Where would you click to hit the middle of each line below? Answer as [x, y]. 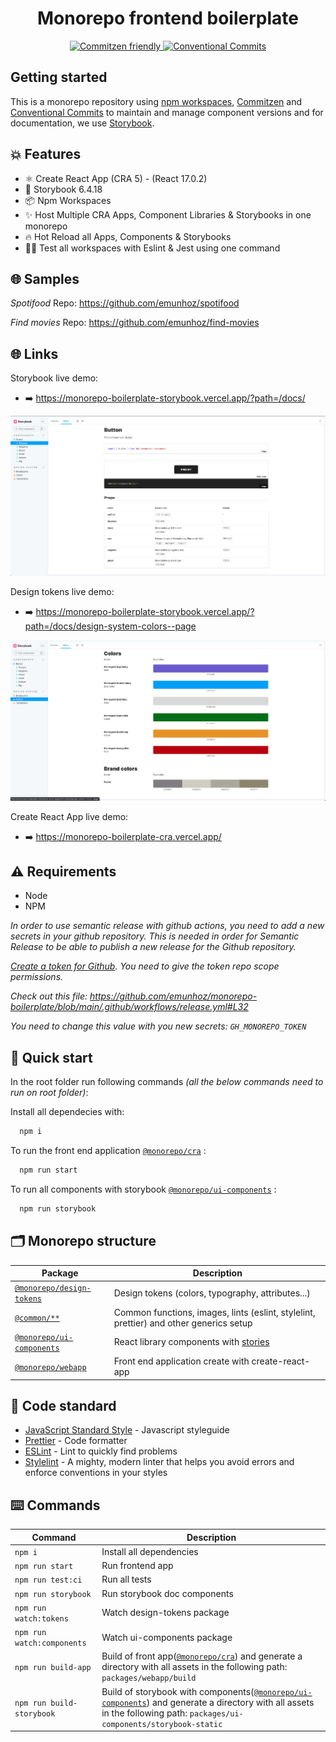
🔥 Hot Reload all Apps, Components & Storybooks [128, 236]
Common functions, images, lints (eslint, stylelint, [214, 1312]
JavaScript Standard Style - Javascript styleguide [127, 1430]
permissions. [37, 977]
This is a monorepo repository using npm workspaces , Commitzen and [156, 101]
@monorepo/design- [53, 1288]
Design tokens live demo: [62, 591]
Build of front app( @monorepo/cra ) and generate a [202, 1656]
